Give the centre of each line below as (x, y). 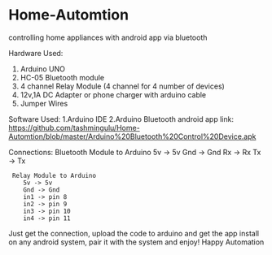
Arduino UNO (43, 69)
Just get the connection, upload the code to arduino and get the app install (134, 233)
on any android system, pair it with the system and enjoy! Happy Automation (136, 242)
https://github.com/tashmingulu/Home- (74, 127)
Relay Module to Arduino (54, 175)
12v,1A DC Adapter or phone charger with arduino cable (113, 94)
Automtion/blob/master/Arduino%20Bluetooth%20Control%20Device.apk (132, 136)
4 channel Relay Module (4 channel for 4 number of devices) (123, 86)
